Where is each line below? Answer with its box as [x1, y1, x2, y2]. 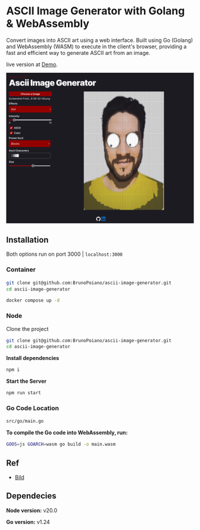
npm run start [6, 390, 42, 396]
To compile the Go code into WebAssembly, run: [6, 429, 128, 436]
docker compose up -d [6, 297, 60, 303]
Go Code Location [6, 404, 60, 412]
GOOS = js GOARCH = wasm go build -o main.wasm [6, 441, 116, 448]
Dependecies [6, 491, 57, 501]
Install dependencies [6, 355, 60, 362]
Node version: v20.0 [6, 507, 58, 514]
